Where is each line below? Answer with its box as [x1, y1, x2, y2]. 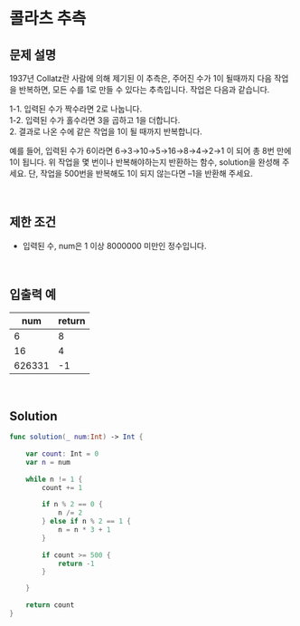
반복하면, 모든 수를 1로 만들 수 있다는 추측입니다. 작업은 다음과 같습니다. [18, 84, 270, 95]
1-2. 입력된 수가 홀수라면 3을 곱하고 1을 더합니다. [9, 115, 181, 125]
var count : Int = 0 [25, 449, 99, 458]
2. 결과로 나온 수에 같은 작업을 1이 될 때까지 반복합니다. [9, 126, 203, 137]
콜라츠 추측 [9, 8, 87, 29]
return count [25, 601, 75, 610]
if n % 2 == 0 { [42, 500, 103, 509]
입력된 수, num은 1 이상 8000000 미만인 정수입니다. [22, 240, 207, 251]
